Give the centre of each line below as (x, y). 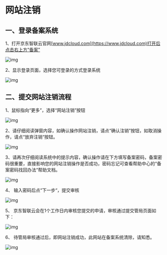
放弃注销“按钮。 (41, 137)
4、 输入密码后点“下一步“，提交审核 (42, 190)
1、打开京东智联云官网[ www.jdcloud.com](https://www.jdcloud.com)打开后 (83, 43)
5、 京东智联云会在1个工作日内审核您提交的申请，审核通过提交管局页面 (78, 210)
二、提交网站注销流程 (38, 97)
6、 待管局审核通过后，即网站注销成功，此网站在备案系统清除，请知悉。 (80, 237)
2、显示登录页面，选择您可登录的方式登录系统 (53, 70)
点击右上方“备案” (23, 50)
